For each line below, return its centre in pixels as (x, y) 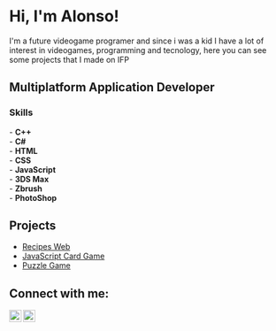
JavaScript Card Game (63, 256)
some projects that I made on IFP (69, 59)
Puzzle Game (46, 266)
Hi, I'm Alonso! (64, 16)
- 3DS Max (29, 179)
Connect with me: (59, 293)
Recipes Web (46, 247)
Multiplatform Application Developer (112, 87)
